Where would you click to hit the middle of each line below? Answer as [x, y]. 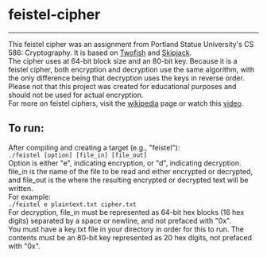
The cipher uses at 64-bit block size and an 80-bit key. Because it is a [123, 60]
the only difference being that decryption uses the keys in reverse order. [126, 78]
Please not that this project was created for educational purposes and [122, 86]
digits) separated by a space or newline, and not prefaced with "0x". [120, 220]
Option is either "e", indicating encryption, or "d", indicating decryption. [125, 163]
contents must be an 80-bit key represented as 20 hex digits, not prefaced [130, 237]
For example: [30, 197]
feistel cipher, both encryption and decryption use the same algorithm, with [132, 69]
